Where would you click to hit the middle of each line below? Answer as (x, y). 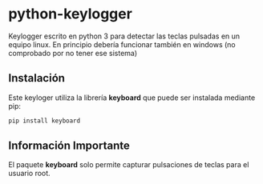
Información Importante (69, 146)
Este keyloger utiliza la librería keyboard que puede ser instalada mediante (132, 98)
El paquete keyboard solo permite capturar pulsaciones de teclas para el (129, 165)
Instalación (37, 78)
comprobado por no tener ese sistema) (73, 53)
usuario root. (29, 174)
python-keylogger (70, 14)
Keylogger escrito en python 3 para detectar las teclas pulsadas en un (124, 36)
